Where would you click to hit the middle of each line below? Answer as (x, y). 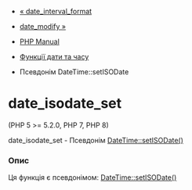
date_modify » (43, 26)
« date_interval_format (56, 11)
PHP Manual (40, 41)
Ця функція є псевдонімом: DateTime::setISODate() (92, 177)
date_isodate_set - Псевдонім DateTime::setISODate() (96, 140)
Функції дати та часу (54, 57)
